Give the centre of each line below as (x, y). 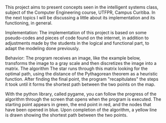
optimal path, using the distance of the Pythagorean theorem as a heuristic (82, 74)
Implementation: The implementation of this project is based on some (76, 32)
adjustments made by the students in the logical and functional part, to (77, 43)
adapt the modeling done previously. (43, 48)
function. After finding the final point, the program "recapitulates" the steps (82, 79)
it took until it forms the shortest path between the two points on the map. (80, 84)
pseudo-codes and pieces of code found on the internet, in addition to (77, 38)
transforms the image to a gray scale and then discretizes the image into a (81, 63)
